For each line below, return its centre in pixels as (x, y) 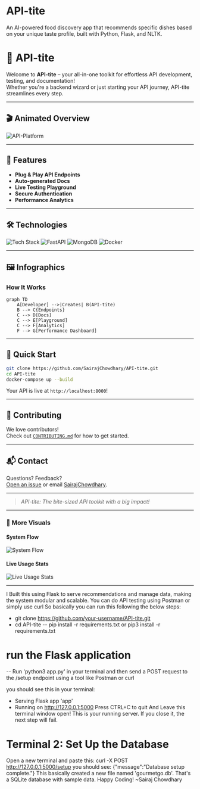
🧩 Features (26, 160)
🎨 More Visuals (28, 523)
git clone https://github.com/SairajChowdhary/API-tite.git (82, 368)
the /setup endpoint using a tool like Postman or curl (70, 678)
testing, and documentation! (41, 80)
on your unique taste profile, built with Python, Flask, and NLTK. (84, 33)
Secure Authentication (43, 193)
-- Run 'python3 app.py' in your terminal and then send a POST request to (97, 672)
